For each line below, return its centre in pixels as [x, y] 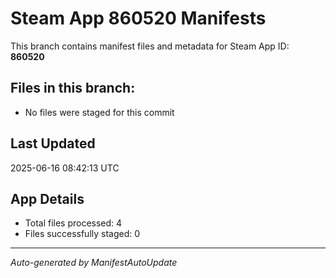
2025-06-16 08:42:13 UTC [65, 168]
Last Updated [53, 143]
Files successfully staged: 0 [82, 234]
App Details [47, 198]
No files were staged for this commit [99, 112]
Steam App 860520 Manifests [138, 18]
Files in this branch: [73, 88]
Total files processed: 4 [73, 223]
